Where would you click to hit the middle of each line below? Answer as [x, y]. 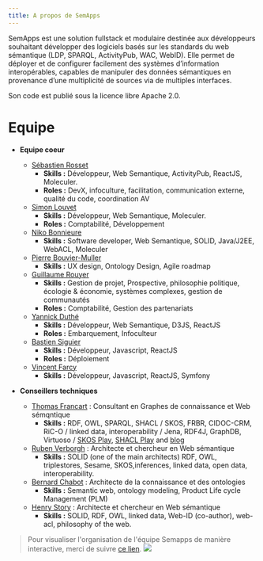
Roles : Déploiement [76, 358]
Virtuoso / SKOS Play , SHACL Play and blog [114, 440]
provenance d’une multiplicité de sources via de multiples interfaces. [120, 80]
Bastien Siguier [56, 342]
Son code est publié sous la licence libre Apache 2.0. [94, 95]
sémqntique [51, 414]
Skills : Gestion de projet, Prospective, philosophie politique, [141, 283]
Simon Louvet [54, 207]
